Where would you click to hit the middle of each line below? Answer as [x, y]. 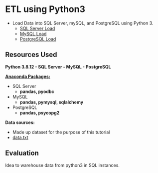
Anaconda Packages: [28, 76]
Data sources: [20, 122]
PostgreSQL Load [38, 39]
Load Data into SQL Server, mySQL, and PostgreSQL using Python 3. [83, 23]
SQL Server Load [37, 28]
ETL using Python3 [45, 9]
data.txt [20, 137]
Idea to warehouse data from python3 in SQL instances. [62, 165]
